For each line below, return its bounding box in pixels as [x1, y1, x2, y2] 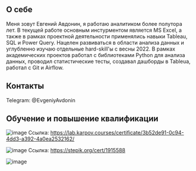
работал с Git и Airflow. [6, 64, 64, 71]
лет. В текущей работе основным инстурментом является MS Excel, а [6, 26, 182, 33]
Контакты [6, 81, 44, 91]
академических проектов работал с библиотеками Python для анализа [6, 51, 185, 58]
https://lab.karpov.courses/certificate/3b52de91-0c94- [50, 129, 184, 136]
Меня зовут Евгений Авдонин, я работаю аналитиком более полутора [6, 20, 182, 27]
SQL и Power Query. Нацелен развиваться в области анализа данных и [6, 39, 184, 46]
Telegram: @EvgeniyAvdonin [6, 96, 75, 103]
